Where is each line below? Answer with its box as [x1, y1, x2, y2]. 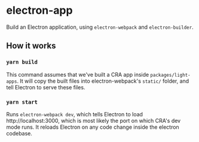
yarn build [6, 59, 38, 66]
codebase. [6, 129, 33, 137]
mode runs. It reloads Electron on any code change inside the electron [6, 123, 179, 131]
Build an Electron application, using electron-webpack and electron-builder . [6, 23, 194, 31]
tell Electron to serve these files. [6, 83, 85, 90]
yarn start [6, 98, 38, 105]
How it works [6, 41, 56, 51]
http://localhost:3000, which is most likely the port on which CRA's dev [6, 117, 181, 124]
